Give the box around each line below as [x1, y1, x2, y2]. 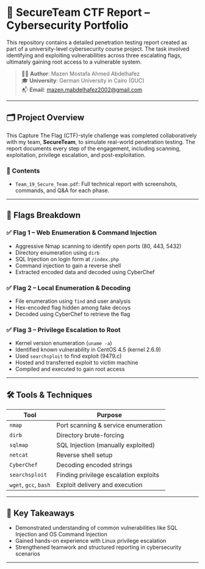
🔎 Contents [6, 166, 40, 175]
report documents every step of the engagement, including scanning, [6, 145, 181, 152]
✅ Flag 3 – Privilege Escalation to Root [6, 325, 121, 334]
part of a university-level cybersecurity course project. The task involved [6, 45, 190, 53]
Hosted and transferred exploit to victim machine [15, 359, 138, 366]
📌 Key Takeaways [6, 508, 75, 518]
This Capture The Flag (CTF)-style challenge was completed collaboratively [6, 131, 197, 139]
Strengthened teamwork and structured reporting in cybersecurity [15, 543, 182, 551]
